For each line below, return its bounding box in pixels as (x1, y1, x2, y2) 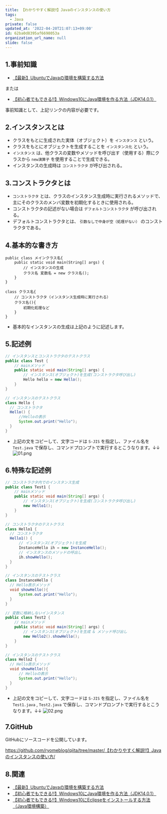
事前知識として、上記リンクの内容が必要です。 (5, 107, 102, 113)
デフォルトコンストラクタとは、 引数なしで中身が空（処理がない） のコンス (12, 218, 158, 225)
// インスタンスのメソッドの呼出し (18, 550, 82, 555)
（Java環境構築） (12, 803, 49, 809)
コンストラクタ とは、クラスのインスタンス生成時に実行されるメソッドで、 (12, 193, 163, 199)
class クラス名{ (5, 289, 36, 294)
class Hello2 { (5, 657, 37, 662)
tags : (5, 12, 17, 17)
